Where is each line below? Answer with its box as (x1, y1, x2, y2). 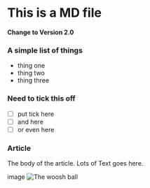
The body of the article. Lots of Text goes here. (7, 159, 144, 168)
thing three (17, 76, 50, 85)
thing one (17, 62, 46, 70)
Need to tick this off (7, 94, 76, 103)
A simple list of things (7, 45, 83, 55)
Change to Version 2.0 (7, 28, 74, 36)
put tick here (17, 110, 55, 118)
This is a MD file (7, 5, 102, 21)
